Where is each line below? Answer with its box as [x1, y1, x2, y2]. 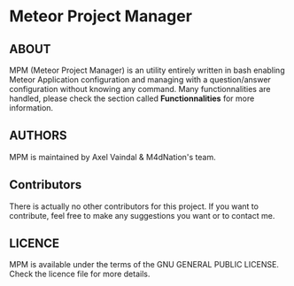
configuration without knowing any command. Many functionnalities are [9, 84, 271, 94]
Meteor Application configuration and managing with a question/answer [9, 74, 272, 85]
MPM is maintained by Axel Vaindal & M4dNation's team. [9, 151, 217, 162]
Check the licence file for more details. [9, 268, 151, 280]
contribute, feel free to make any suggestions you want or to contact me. [9, 210, 275, 220]
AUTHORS [9, 128, 68, 143]
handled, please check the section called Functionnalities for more [9, 93, 255, 104]
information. [9, 103, 54, 112]
